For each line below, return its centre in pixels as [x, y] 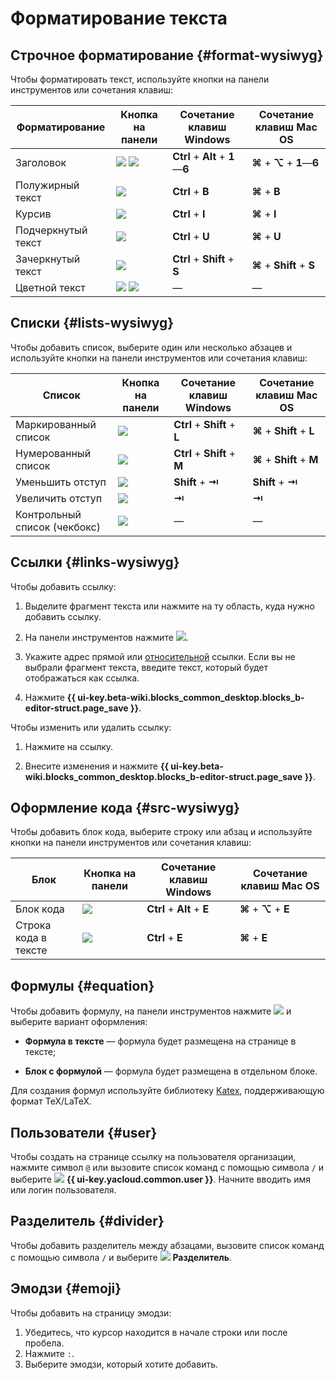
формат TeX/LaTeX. [51, 1101]
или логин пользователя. [63, 1190]
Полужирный [47, 185]
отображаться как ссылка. [82, 678]
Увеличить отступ [59, 498]
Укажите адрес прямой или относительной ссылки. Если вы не [160, 656]
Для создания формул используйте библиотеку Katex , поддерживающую [167, 1091]
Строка [33, 925]
